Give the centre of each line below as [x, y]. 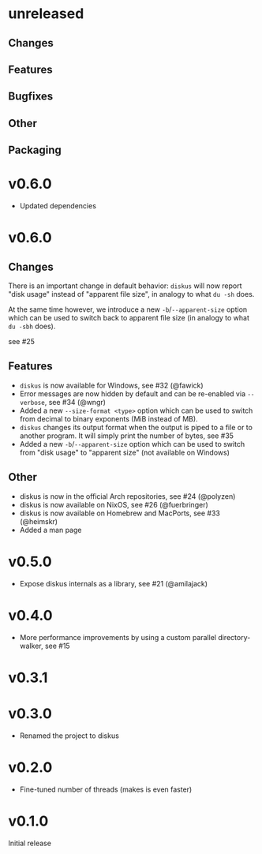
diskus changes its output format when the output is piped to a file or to [136, 427]
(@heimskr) [38, 521]
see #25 [22, 342]
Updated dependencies [58, 206]
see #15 [57, 646]
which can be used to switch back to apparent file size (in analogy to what [129, 318]
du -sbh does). [32, 326]
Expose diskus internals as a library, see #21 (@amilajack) [113, 583]
